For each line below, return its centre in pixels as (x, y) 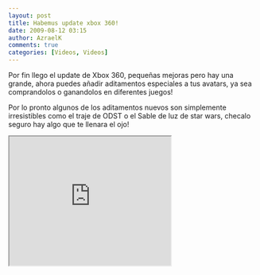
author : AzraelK (35, 38)
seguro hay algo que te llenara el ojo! (69, 124)
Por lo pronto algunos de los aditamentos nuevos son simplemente (117, 107)
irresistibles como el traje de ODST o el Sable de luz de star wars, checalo (130, 116)
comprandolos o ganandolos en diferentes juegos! (91, 92)
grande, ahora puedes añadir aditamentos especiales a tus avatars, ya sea (130, 83)
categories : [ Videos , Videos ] (58, 52)
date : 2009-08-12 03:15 (48, 30)
